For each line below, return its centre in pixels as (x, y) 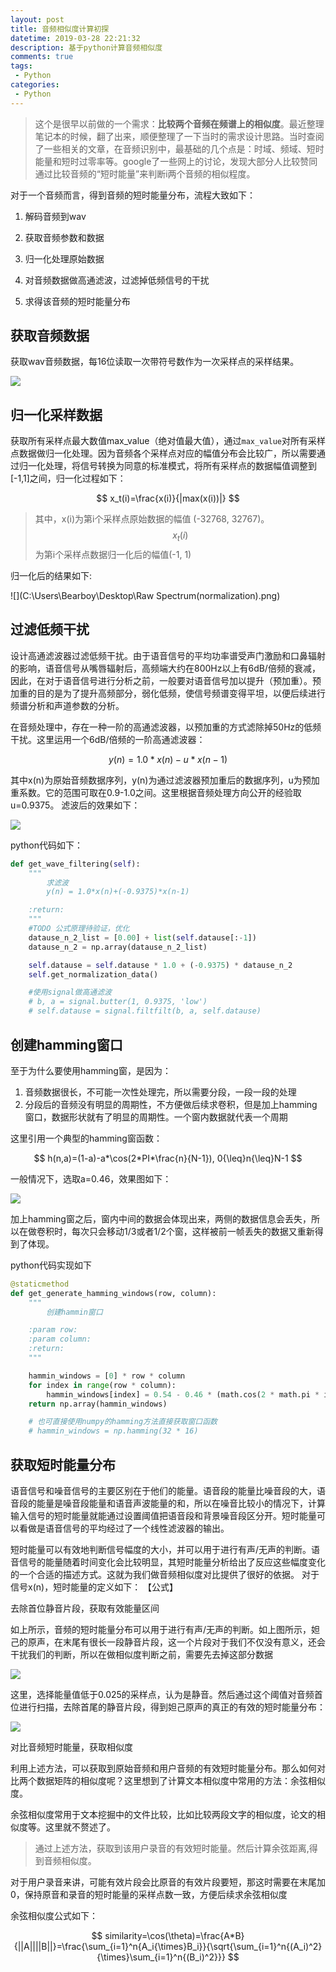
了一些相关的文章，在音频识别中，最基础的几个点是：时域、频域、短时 (179, 148)
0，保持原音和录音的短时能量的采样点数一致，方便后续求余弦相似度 (149, 1894)
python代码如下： (46, 845)
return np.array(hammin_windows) (98, 1404)
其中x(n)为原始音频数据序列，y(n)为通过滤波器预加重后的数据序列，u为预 (161, 780)
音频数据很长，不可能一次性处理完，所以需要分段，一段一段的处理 (160, 1092)
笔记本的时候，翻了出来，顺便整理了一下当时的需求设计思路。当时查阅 (179, 136)
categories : (35, 85)
